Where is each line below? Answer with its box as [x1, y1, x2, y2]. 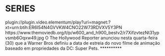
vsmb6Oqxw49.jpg [5, 35, 45, 41]
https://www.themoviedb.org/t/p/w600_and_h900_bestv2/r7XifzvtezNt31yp [5, 29, 160, 35]
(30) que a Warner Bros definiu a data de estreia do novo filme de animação [5, 40, 160, 46]
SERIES [5, 3, 36, 14]
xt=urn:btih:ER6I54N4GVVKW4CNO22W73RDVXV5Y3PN [5, 24, 122, 30]
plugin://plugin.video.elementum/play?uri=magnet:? [5, 19, 111, 25]
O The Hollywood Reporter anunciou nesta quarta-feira [45, 35, 158, 41]
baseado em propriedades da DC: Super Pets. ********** [5, 45, 122, 51]
